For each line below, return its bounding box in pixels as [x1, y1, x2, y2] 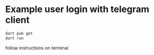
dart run [5, 35, 24, 41]
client [5, 14, 30, 26]
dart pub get [5, 31, 33, 36]
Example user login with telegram [5, 4, 149, 15]
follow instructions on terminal [5, 44, 69, 51]
